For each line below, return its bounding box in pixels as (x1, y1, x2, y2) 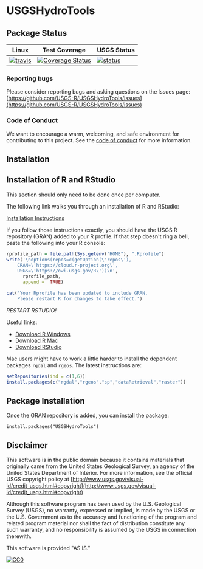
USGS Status (97, 46, 135, 54)
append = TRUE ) (22, 279, 64, 286)
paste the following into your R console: (6, 239, 106, 246)
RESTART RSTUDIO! (6, 306, 57, 314)
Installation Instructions (6, 214, 65, 222)
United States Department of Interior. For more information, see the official (6, 469, 193, 477)
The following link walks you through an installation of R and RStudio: (6, 202, 179, 210)
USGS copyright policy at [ (6, 475, 73, 483)
